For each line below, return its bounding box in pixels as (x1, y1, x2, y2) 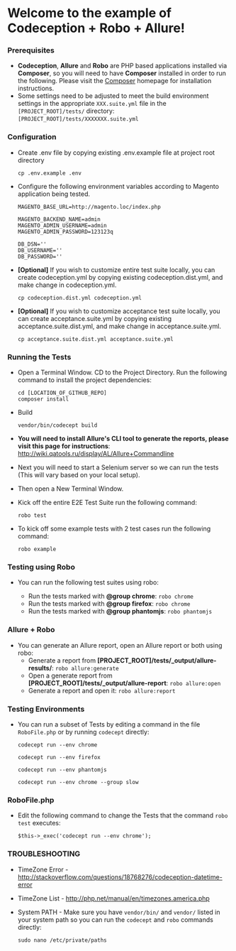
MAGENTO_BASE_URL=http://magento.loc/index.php (17, 203, 161, 210)
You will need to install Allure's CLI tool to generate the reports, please (17, 435, 229, 443)
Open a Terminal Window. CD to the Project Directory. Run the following (17, 368, 227, 377)
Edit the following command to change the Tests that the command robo (17, 811, 228, 820)
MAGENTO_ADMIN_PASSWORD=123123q (17, 228, 113, 235)
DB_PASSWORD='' (17, 253, 63, 260)
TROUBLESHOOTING (7, 849, 81, 859)
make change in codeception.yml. (17, 281, 117, 289)
